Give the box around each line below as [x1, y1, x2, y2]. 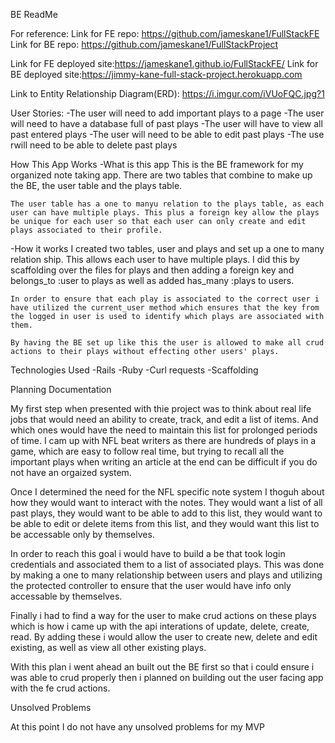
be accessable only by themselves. [10, 529, 155, 540]
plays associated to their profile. [10, 225, 163, 235]
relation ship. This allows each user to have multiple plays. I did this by [10, 254, 300, 265]
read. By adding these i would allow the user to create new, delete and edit [10, 631, 318, 643]
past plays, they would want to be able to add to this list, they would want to [10, 507, 323, 519]
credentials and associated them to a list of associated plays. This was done [10, 559, 325, 570]
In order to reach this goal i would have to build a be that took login [10, 548, 286, 559]
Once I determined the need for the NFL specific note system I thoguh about [10, 486, 325, 498]
